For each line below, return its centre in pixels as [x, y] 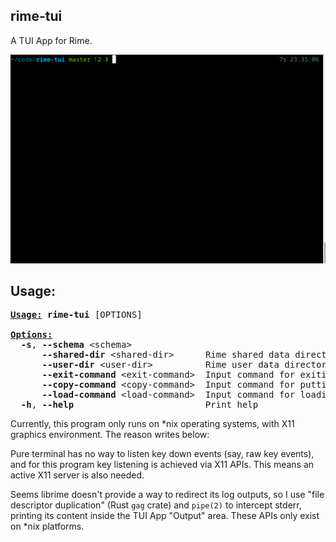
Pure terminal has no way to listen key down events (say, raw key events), [162, 454]
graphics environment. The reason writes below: [110, 435]
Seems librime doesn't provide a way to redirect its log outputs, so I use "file [167, 495]
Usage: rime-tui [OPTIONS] [76, 315]
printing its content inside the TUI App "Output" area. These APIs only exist [165, 516]
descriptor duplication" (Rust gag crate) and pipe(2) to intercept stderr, [156, 505]
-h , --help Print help [139, 405]
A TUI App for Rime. [51, 40]
